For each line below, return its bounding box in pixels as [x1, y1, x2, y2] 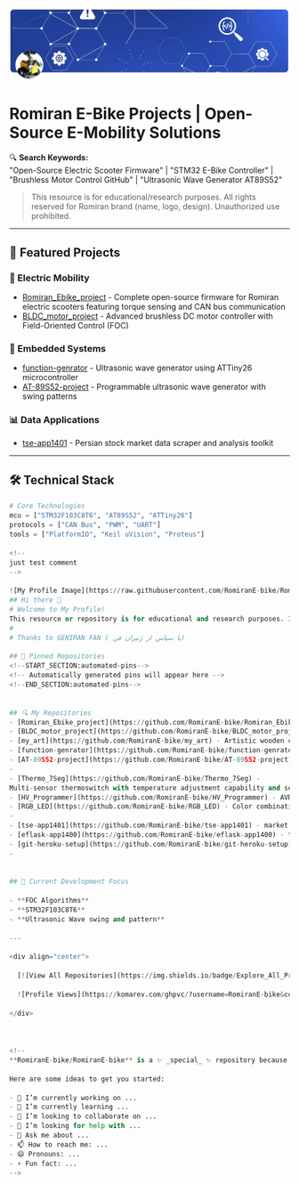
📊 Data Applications [9, 414, 100, 426]
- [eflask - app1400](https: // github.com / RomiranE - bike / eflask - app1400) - [9, 831, 285, 839]
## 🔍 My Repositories [9, 708, 92, 718]
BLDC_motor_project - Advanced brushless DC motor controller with [21, 311, 274, 321]
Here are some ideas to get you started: [9, 1075, 166, 1083]
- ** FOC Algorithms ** [9, 896, 90, 905]
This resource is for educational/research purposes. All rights [30, 191, 256, 203]
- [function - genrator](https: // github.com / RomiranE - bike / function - [9, 746, 265, 755]
